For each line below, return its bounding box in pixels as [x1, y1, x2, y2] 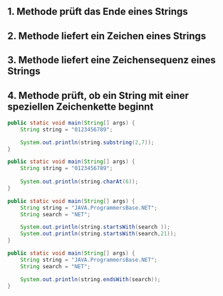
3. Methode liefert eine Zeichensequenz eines [7, 54, 216, 66]
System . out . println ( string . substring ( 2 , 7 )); [20, 139, 155, 146]
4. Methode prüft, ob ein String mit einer [7, 89, 190, 102]
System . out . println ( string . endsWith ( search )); [20, 275, 161, 283]
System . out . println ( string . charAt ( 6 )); [20, 178, 139, 186]
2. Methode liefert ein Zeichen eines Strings [7, 30, 207, 42]
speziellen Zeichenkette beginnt [7, 100, 154, 112]
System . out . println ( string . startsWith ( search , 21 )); [20, 231, 177, 238]
